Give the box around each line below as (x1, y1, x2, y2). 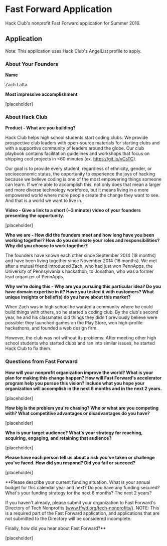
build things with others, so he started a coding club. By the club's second (5, 309, 159, 315)
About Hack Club (5, 113, 48, 120)
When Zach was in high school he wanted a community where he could (5, 304, 153, 310)
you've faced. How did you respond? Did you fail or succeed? (5, 460, 135, 466)
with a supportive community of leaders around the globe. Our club (5, 145, 144, 151)
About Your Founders (5, 60, 59, 67)
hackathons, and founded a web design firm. (5, 325, 98, 331)
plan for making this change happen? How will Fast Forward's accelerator (5, 375, 162, 381)
